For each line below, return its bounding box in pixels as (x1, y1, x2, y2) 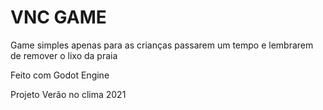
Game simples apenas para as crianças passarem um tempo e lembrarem (10, 39, 314, 51)
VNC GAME (10, 6, 107, 29)
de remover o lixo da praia (10, 49, 118, 61)
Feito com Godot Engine (10, 69, 110, 81)
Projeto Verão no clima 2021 (10, 88, 127, 100)
